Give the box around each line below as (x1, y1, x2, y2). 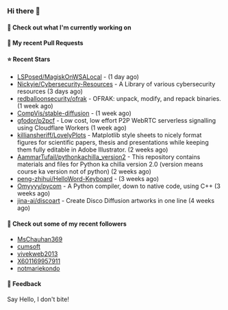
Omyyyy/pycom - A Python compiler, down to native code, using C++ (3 (16, 182, 221, 191)
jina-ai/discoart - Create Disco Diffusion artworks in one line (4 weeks (16, 197, 215, 205)
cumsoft (16, 242, 41, 250)
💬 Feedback (7, 280, 42, 288)
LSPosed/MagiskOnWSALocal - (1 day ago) (16, 73, 139, 81)
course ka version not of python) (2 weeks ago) (16, 167, 152, 176)
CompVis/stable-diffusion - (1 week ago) (16, 109, 131, 117)
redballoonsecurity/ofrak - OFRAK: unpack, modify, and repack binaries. (16, 95, 221, 103)
